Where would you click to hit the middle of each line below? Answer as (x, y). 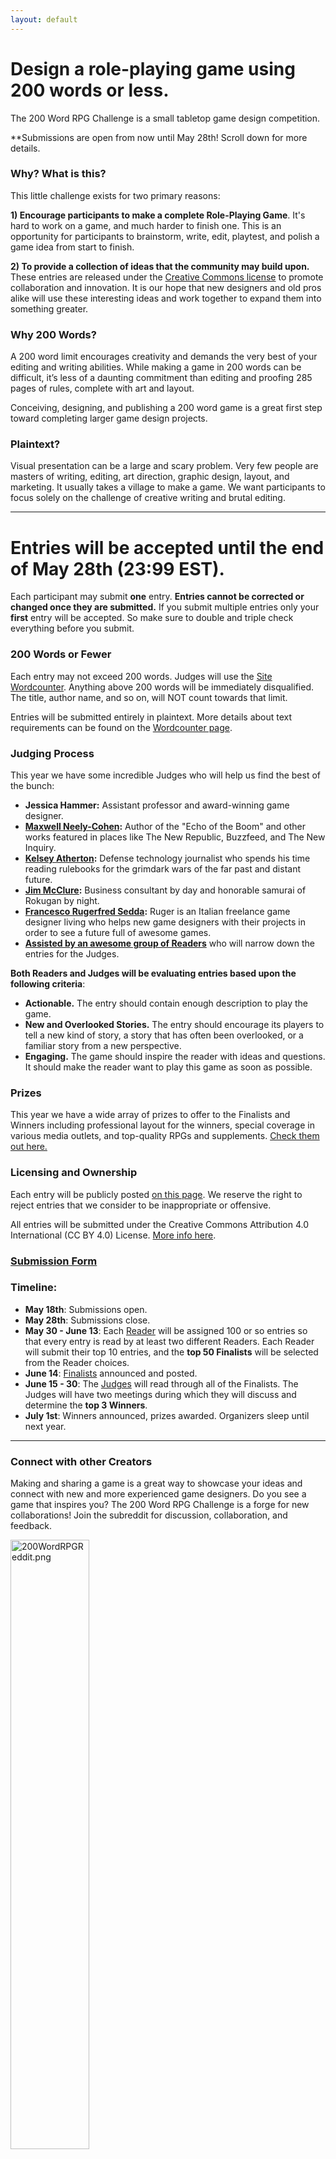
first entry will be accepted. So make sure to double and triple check (152, 618)
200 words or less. (90, 90)
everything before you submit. (72, 628)
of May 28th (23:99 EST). (117, 568)
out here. (29, 1147)
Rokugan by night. (62, 900)
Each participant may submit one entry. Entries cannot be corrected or (157, 597)
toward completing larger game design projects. (109, 418)
